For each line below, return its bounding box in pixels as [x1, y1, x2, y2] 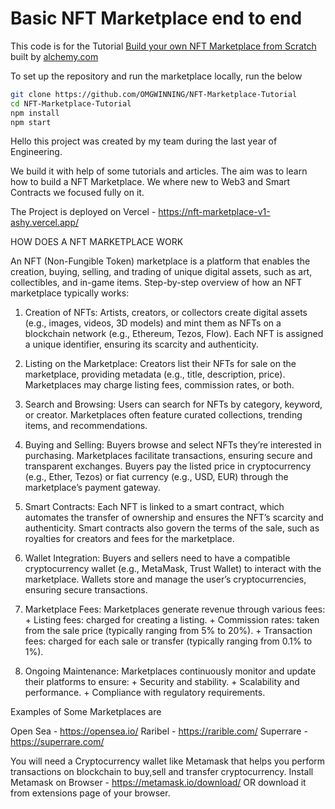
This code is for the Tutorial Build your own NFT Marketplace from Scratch [10, 40, 317, 52]
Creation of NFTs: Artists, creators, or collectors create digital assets [24, 307, 308, 319]
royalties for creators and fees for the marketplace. [24, 533, 235, 545]
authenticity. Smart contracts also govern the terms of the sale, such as [24, 522, 320, 534]
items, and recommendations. [24, 420, 148, 432]
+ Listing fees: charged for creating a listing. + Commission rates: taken [24, 614, 320, 626]
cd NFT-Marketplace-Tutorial [10, 98, 132, 109]
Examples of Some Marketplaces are [10, 706, 162, 718]
